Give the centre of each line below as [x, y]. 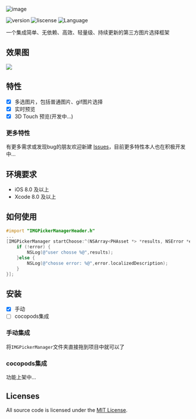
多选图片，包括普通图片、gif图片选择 [59, 102]
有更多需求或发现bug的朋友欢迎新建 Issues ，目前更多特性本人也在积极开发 [96, 147]
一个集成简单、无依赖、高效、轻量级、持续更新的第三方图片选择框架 [88, 32]
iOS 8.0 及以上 [32, 189]
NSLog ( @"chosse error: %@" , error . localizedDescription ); [97, 263]
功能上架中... [21, 378]
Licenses [23, 396]
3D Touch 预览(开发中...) [44, 116]
